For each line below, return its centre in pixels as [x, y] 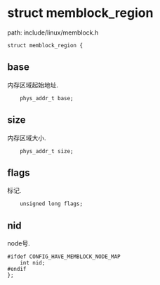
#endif [17, 269]
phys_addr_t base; [47, 98]
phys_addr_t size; [47, 151]
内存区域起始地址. [33, 85]
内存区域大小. [27, 138]
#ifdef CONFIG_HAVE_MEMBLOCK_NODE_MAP [64, 257]
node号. [19, 243]
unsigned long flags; [51, 204]
